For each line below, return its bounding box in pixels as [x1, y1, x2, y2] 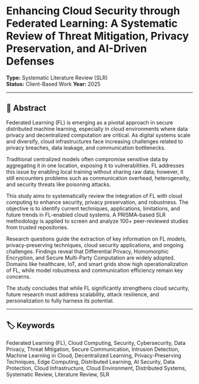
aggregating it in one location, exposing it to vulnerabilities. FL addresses [6, 162, 185, 169]
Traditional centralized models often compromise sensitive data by [6, 155, 169, 162]
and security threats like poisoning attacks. [6, 181, 111, 188]
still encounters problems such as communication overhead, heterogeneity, [6, 174, 191, 181]
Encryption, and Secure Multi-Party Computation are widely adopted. [6, 254, 175, 261]
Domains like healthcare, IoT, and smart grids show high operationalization [6, 260, 188, 267]
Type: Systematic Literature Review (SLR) [6, 74, 108, 81]
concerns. [6, 273, 31, 280]
